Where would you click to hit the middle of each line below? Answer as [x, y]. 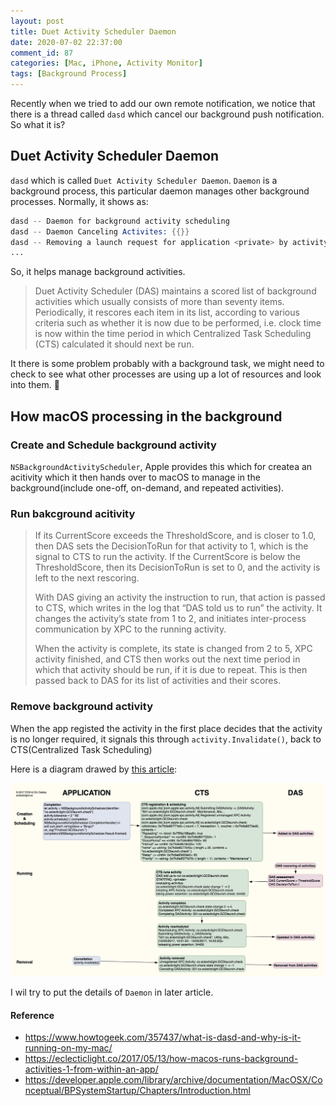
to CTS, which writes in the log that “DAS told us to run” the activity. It [178, 608]
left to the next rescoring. [87, 578]
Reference [32, 1015]
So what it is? [38, 124]
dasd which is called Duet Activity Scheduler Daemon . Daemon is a [144, 180]
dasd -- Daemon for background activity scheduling [120, 221]
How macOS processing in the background [146, 416]
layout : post [37, 21]
